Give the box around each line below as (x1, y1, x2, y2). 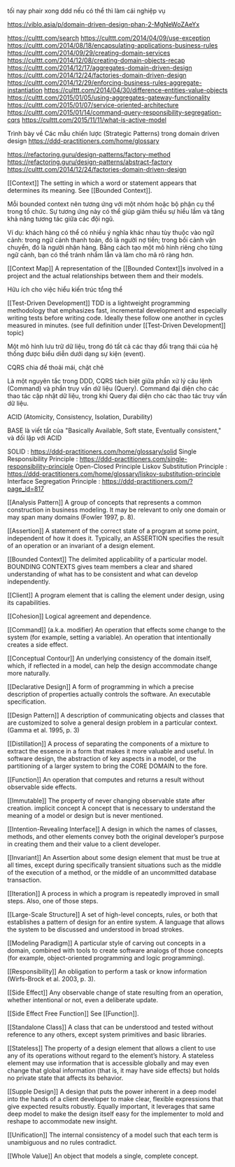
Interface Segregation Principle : (7, 477, 101, 485)
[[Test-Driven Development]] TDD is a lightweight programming (7, 299, 190, 307)
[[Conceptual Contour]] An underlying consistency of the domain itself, (7, 654, 212, 662)
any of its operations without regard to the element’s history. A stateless (7, 1051, 215, 1060)
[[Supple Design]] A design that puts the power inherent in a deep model (7, 1087, 217, 1096)
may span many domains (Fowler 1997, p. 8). (7, 513, 136, 521)
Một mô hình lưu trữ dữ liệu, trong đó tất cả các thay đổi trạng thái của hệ (7, 342, 218, 350)
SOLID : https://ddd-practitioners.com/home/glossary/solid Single (7, 447, 197, 456)
